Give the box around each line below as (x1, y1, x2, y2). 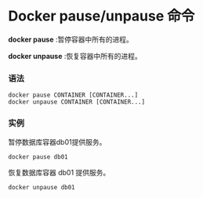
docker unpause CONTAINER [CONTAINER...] (8, 98, 146, 106)
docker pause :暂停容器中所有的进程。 (8, 35, 133, 44)
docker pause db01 (8, 152, 68, 161)
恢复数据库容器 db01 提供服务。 (8, 167, 111, 177)
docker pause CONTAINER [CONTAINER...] (8, 91, 139, 99)
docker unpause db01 (8, 183, 76, 191)
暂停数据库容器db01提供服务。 (8, 137, 107, 146)
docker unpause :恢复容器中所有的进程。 (8, 51, 143, 60)
